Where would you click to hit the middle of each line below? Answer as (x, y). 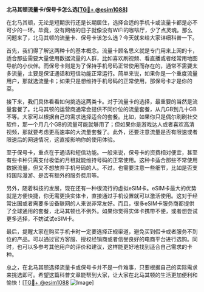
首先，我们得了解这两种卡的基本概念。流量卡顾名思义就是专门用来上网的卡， (102, 50)
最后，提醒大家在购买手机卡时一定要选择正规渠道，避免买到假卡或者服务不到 (102, 231)
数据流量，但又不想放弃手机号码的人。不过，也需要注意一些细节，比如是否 (99, 168)
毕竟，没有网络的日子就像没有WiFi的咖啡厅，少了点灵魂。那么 (115, 30)
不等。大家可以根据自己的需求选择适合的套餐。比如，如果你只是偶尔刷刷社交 (102, 117)
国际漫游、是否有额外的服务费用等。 (56, 175)
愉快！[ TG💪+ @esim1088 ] (50, 283)
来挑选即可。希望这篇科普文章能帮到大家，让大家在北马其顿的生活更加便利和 (102, 275)
